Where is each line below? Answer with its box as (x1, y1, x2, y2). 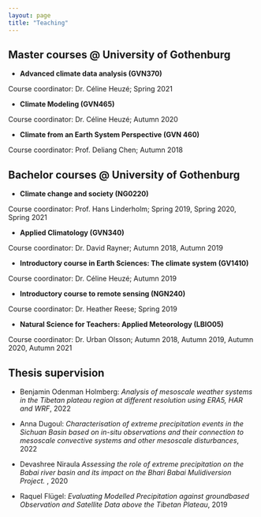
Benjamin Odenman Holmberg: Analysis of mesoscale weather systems (19, 387, 253, 396)
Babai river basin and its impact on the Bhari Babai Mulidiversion (19, 467, 232, 477)
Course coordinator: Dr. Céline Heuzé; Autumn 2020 (8, 115, 179, 125)
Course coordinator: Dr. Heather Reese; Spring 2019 (8, 304, 177, 314)
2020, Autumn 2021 (8, 344, 73, 353)
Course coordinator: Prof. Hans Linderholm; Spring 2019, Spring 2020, (8, 204, 237, 214)
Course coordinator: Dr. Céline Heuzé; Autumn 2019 (8, 273, 177, 284)
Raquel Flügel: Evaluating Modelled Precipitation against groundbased (19, 491, 250, 500)
